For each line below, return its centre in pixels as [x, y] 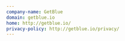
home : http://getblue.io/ [38, 23]
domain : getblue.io [31, 17]
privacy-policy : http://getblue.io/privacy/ [63, 29]
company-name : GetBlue [35, 12]
